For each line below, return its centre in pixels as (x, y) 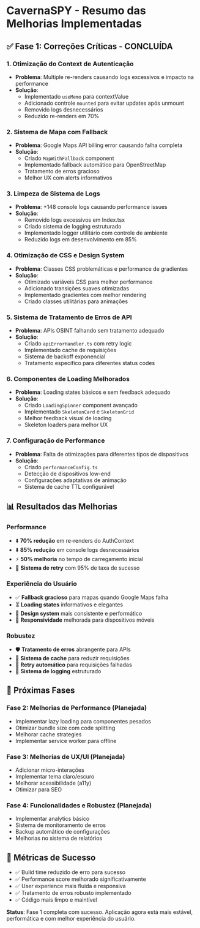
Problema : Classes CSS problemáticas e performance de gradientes (102, 269)
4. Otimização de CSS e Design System (65, 255)
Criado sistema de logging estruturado (73, 227)
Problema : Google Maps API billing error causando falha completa (99, 145)
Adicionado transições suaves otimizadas (77, 288)
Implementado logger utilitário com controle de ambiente (96, 233)
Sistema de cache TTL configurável (69, 486)
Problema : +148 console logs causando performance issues (91, 207)
